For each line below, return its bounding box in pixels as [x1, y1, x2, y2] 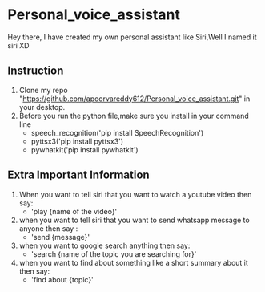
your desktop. [18, 102, 66, 112]
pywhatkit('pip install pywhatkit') [30, 144, 139, 154]
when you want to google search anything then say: [18, 241, 191, 250]
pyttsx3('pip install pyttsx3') [30, 136, 124, 146]
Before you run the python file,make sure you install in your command [18, 111, 249, 120]
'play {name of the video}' [30, 206, 118, 216]
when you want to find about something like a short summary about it [18, 258, 249, 267]
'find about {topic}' [30, 274, 94, 284]
